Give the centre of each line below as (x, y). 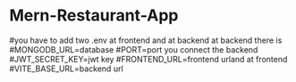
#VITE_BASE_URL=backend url (66, 69)
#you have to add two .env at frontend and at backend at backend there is (146, 40)
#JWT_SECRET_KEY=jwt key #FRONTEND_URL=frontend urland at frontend (148, 59)
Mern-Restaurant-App (94, 16)
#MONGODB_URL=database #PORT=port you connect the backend (134, 49)
